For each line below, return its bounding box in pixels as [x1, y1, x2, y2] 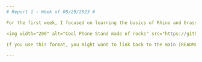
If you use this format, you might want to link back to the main [6, 42, 176, 48]
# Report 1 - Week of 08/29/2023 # [6, 8, 96, 15]
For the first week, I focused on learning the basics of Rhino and [6, 19, 182, 26]
